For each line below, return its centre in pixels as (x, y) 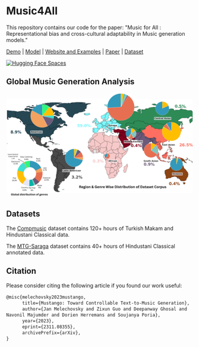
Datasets (23, 214)
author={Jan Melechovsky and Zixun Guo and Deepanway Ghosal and (104, 309)
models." (17, 40)
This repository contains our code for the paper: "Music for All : (84, 27)
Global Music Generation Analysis (70, 82)
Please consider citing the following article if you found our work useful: (94, 285)
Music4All (32, 11)
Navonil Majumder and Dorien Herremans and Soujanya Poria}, (83, 315)
